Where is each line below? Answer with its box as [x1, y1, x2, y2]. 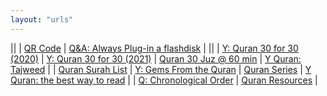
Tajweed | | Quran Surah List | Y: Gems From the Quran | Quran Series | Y [10, 63, 312, 75]
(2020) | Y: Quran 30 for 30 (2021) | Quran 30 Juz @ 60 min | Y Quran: [10, 52, 302, 65]
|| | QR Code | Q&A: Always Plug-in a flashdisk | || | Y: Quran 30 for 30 [10, 42, 299, 54]
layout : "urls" [10, 14, 74, 25]
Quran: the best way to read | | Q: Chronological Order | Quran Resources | [10, 74, 318, 86]
